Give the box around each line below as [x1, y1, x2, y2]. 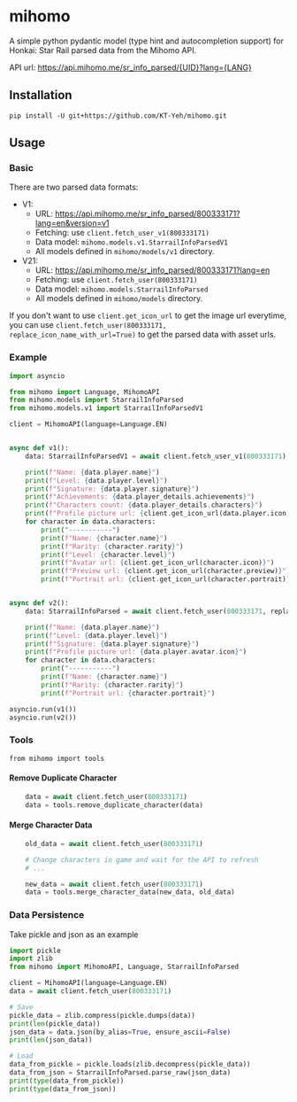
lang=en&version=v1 [34, 218, 110, 229]
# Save [9, 1003, 34, 1012]
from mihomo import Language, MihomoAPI [9, 387, 161, 396]
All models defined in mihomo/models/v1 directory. [34, 246, 215, 257]
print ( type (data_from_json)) [9, 1084, 117, 1093]
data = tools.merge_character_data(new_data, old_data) [25, 888, 236, 896]
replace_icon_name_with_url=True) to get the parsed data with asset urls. [9, 330, 277, 340]
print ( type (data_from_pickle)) [9, 1076, 125, 1085]
